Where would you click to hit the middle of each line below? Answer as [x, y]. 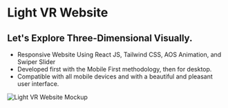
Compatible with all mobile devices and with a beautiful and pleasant [115, 76]
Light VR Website [58, 13]
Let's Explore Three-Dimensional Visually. [100, 38]
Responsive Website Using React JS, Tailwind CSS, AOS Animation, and [119, 54]
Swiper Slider [36, 62]
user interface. [38, 84]
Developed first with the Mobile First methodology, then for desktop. [114, 69]
